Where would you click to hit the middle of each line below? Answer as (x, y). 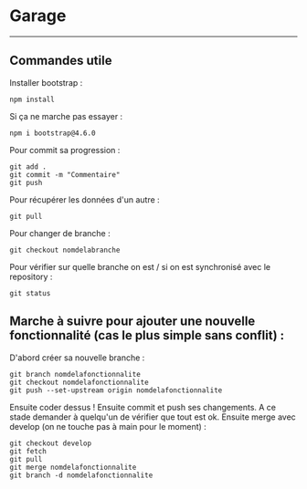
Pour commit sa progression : (65, 150)
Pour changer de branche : (60, 233)
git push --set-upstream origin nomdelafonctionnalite (116, 390)
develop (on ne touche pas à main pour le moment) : (108, 426)
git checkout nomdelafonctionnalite (79, 382)
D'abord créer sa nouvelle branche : (77, 358)
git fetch (28, 451)
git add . (28, 166)
